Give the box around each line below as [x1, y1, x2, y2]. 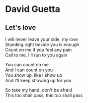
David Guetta [5, 3, 61, 15]
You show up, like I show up [5, 72, 63, 78]
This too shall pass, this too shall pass [5, 93, 83, 98]
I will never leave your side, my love [5, 36, 78, 42]
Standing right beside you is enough [5, 42, 80, 48]
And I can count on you [5, 67, 53, 73]
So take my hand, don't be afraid [5, 87, 72, 93]
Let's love [5, 23, 36, 32]
